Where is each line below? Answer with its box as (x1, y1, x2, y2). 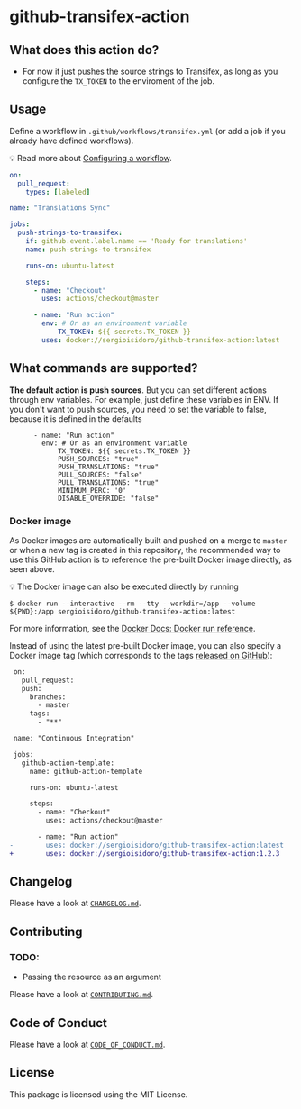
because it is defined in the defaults (9, 413, 142, 424)
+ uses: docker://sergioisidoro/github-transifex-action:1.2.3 (9, 849, 280, 858)
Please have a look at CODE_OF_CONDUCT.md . (9, 1039, 166, 1050)
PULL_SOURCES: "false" (57, 470, 143, 479)
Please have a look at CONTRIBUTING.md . (9, 989, 154, 1000)
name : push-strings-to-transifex (25, 245, 151, 254)
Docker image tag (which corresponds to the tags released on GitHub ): (9, 650, 273, 660)
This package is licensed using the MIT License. (9, 1088, 188, 1100)
